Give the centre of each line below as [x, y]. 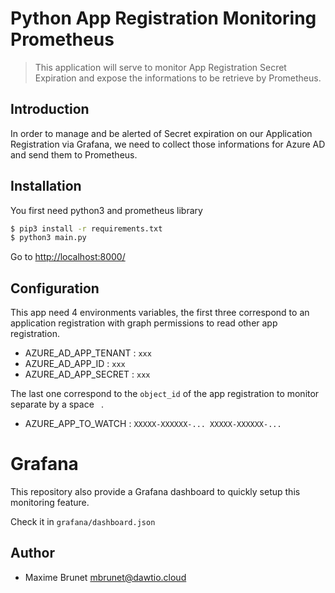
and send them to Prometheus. [74, 154]
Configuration [55, 288]
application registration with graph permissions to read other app [144, 323]
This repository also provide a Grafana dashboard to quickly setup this [155, 492]
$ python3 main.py [48, 238]
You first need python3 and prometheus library [106, 210]
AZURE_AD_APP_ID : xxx [75, 364]
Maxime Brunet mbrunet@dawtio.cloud [105, 577]
